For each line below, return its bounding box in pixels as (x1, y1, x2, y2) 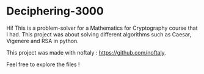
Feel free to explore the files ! (6, 61, 81, 68)
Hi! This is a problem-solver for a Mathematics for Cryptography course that (6, 24, 198, 32)
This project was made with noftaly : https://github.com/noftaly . (6, 49, 166, 56)
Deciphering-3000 (6, 4, 104, 18)
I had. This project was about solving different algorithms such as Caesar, (6, 30, 192, 38)
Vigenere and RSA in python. (6, 37, 79, 44)
